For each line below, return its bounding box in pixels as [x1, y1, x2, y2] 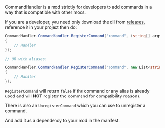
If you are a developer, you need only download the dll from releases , [5, 19, 145, 25]
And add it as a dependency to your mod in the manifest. [5, 117, 120, 123]
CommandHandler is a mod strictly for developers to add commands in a [5, 4, 152, 10]
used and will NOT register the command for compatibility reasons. [5, 93, 141, 99]
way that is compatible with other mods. [5, 9, 86, 15]
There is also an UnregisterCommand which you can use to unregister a [5, 102, 146, 108]
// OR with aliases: [5, 56, 48, 61]
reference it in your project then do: [5, 24, 77, 30]
